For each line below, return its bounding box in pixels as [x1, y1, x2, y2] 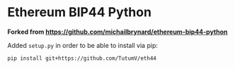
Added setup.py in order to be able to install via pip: [7, 41, 158, 49]
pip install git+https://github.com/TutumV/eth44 [7, 54, 157, 62]
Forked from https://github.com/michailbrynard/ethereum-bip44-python [7, 27, 228, 36]
